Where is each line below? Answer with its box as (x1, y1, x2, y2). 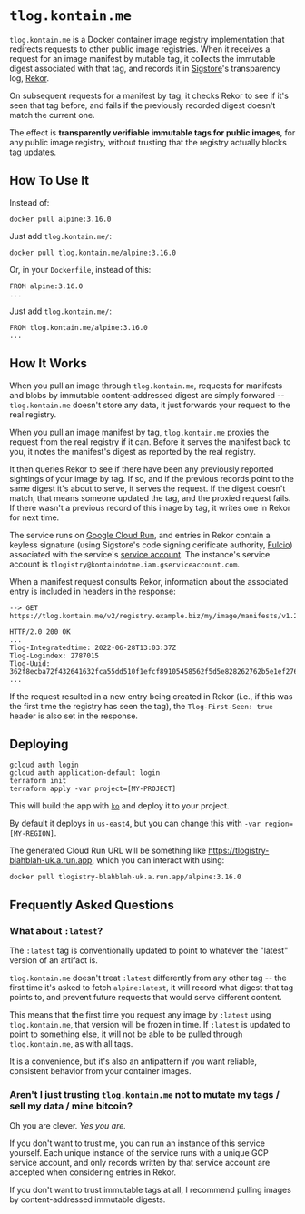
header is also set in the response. (9, 710, 139, 721)
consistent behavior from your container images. (9, 1066, 192, 1077)
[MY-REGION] (9, 829, 54, 838)
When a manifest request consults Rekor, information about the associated (9, 576, 289, 587)
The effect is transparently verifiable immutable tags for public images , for (9, 126, 296, 138)
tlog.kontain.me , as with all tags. (9, 1038, 133, 1049)
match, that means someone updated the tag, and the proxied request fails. (9, 492, 291, 503)
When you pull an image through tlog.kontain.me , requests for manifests (9, 380, 283, 391)
